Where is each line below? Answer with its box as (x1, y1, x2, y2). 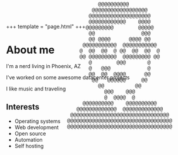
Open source (14, 130, 46, 137)
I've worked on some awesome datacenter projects (6, 73, 130, 81)
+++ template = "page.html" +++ (6, 23, 86, 30)
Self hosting (14, 142, 44, 149)
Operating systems (14, 117, 61, 125)
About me (6, 44, 55, 57)
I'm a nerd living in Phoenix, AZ (6, 62, 81, 69)
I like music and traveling (6, 85, 66, 92)
